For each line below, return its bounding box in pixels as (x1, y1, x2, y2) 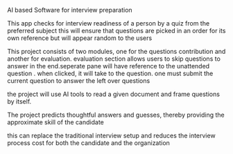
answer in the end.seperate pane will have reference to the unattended (7, 62, 210, 70)
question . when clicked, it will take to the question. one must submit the (7, 69, 214, 77)
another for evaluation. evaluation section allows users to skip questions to (7, 55, 221, 63)
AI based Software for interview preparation (7, 6, 133, 14)
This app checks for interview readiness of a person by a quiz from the (7, 19, 210, 27)
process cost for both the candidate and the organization (7, 139, 170, 147)
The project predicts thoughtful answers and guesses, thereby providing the (7, 110, 225, 119)
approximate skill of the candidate (7, 118, 104, 126)
